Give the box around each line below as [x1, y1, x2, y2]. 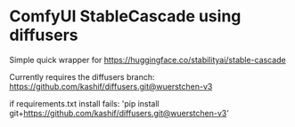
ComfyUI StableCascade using [9, 6, 242, 27]
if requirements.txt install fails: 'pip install [9, 98, 160, 108]
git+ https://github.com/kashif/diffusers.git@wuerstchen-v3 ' [9, 107, 230, 118]
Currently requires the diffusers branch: [9, 71, 155, 82]
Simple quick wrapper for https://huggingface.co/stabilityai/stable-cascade [9, 54, 287, 65]
